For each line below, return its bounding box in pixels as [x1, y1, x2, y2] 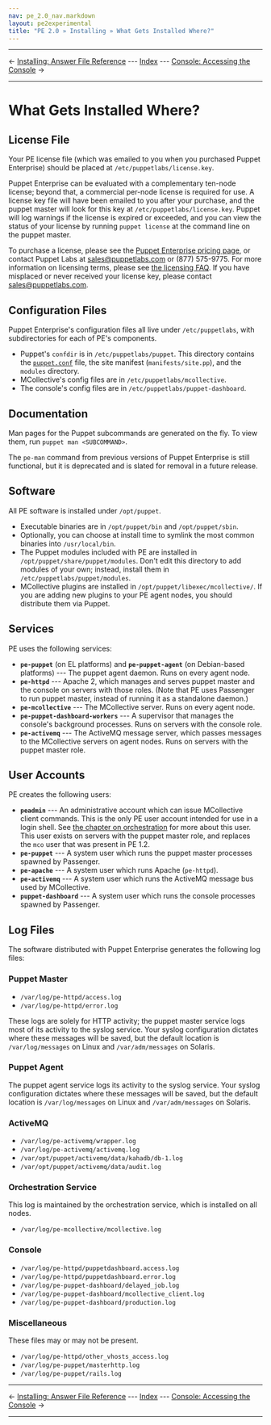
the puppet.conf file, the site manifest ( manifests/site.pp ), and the [19, 358, 242, 367]
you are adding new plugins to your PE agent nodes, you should [19, 590, 232, 600]
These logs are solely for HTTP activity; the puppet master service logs [8, 1016, 246, 1025]
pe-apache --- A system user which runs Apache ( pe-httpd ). [19, 865, 219, 875]
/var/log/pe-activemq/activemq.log [19, 1146, 140, 1155]
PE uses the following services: [8, 643, 113, 653]
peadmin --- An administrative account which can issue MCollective [19, 805, 244, 815]
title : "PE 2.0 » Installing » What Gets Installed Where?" [8, 27, 215, 35]
